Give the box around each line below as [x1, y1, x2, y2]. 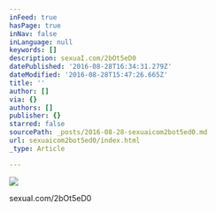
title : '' [9, 79, 46, 87]
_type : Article [9, 144, 66, 153]
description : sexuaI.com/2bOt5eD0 [9, 54, 137, 63]
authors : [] [9, 103, 53, 112]
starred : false [9, 120, 66, 129]
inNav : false [9, 29, 58, 38]
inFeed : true [9, 12, 58, 22]
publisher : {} [9, 111, 62, 120]
